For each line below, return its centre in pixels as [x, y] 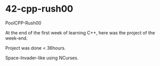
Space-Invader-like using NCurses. [42, 58]
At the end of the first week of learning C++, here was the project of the [80, 32]
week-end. [16, 38]
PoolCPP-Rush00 [23, 23]
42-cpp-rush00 [39, 9]
